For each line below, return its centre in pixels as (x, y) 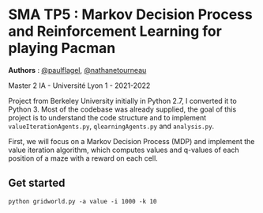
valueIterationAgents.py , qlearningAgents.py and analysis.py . (111, 126)
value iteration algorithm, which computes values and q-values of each (124, 150)
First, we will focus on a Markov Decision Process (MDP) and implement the (131, 141)
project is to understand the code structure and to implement (107, 117)
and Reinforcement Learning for (115, 31)
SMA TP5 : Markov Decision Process (130, 15)
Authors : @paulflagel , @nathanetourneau (77, 70)
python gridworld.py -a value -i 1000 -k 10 (83, 201)
